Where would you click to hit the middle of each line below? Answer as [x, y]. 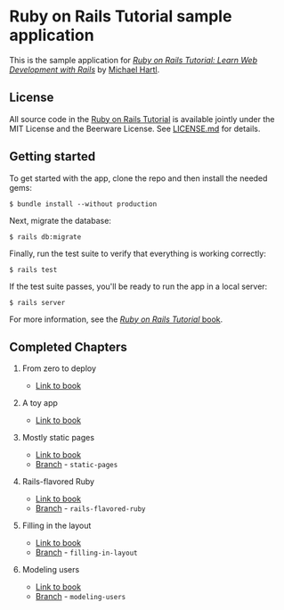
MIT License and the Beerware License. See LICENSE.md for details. [135, 128]
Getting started [53, 157]
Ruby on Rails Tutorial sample [121, 16]
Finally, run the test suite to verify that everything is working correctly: [138, 253]
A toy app [40, 403]
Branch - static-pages [77, 465]
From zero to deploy [59, 368]
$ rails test [33, 269]
